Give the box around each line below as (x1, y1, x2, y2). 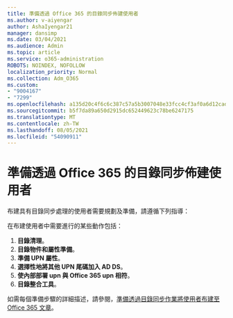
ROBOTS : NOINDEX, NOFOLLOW (7, 62, 85, 69)
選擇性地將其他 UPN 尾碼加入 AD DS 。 (17, 262, 127, 271)
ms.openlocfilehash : (7, 101, 67, 108)
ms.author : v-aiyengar (7, 17, 73, 24)
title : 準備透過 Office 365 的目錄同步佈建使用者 (7, 10, 139, 17)
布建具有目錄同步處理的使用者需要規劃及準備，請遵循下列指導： (7, 207, 189, 216)
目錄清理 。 (17, 237, 49, 245)
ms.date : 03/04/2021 (7, 36, 67, 43)
